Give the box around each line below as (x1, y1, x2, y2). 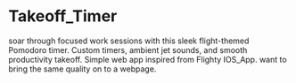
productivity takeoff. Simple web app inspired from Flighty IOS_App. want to (8, 54, 287, 64)
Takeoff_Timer (8, 6, 118, 26)
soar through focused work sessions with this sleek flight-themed (8, 35, 250, 46)
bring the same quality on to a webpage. (8, 64, 157, 74)
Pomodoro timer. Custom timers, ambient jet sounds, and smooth (8, 44, 248, 55)
